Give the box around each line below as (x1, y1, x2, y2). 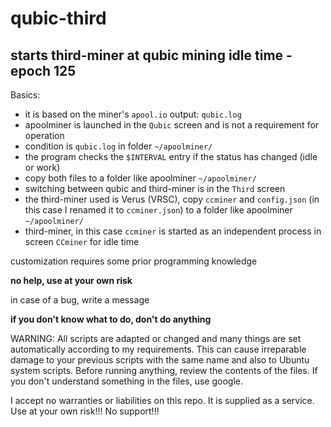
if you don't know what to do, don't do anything (10, 313, 212, 325)
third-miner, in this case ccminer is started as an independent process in (24, 225, 322, 237)
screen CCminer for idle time (24, 236, 140, 247)
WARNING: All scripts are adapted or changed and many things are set (10, 333, 302, 344)
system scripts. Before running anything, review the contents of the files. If (10, 365, 318, 376)
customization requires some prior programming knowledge (10, 255, 258, 267)
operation (24, 130, 65, 141)
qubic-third (10, 7, 107, 30)
